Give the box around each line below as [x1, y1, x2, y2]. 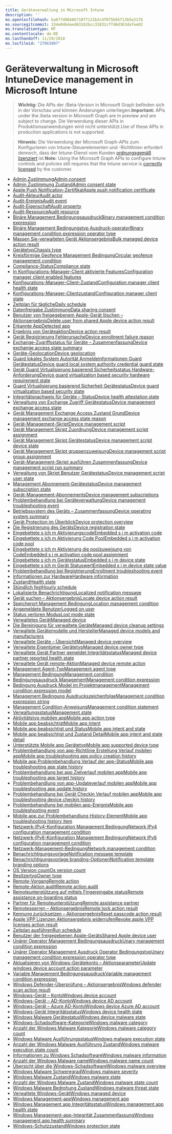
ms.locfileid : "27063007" [5, 41, 60, 46]
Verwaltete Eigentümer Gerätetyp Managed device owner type [12, 644, 144, 650]
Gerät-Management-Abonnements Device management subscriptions [12, 491, 159, 497]
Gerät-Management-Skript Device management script [12, 421, 125, 427]
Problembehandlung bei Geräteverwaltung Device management [12, 497, 146, 503]
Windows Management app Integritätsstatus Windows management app [12, 1101, 164, 1107]
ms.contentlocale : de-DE [5, 31, 58, 36]
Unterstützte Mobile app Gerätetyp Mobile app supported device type [12, 742, 159, 748]
